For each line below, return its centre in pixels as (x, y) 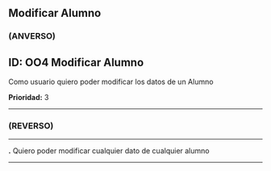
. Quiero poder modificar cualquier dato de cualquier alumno (109, 151)
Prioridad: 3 (29, 98)
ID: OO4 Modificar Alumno (76, 63)
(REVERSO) (31, 126)
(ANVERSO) (32, 36)
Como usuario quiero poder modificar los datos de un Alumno (111, 82)
